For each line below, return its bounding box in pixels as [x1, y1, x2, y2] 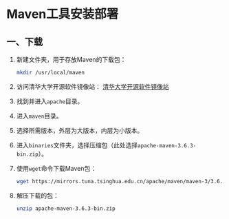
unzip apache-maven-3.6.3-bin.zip [16, 205, 116, 212]
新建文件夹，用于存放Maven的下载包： [16, 56, 127, 63]
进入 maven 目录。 [16, 112, 63, 120]
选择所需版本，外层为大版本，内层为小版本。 [16, 126, 144, 134]
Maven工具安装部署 [6, 6, 119, 22]
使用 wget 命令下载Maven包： [16, 164, 97, 172]
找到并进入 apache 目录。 [16, 97, 84, 105]
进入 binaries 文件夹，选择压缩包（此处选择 [16, 140, 138, 149]
